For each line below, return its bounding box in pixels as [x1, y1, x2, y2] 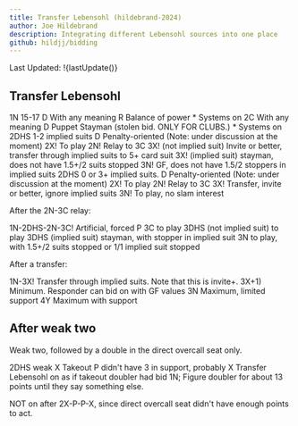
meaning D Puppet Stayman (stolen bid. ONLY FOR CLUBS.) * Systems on [9, 121, 282, 132]
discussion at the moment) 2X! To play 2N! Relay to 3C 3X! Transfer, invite [9, 179, 282, 189]
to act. [9, 407, 33, 418]
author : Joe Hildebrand [9, 21, 98, 30]
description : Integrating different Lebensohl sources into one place [9, 29, 278, 38]
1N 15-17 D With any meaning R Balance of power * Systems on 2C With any [9, 113, 289, 123]
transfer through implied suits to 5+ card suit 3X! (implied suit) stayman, [9, 150, 275, 161]
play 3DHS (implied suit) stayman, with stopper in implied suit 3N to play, [9, 232, 277, 243]
